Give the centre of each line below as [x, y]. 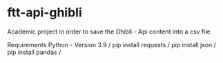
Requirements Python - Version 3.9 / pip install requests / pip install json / [111, 45]
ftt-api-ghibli [45, 13]
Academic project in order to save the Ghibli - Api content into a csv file [109, 32]
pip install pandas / [34, 52]
